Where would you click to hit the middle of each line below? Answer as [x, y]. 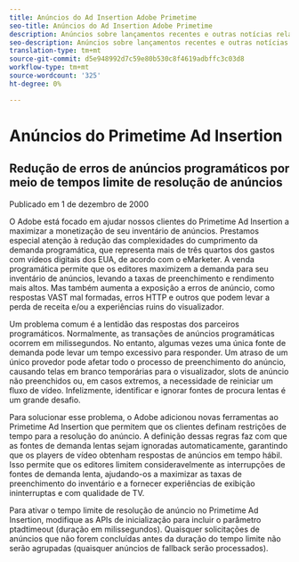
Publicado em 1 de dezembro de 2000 [79, 204]
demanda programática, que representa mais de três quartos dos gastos [142, 250]
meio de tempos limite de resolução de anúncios [146, 182]
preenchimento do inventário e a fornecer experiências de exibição [132, 483]
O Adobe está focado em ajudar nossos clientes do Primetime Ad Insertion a [149, 221]
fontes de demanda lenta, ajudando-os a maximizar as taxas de [125, 474]
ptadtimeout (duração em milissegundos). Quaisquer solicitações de [134, 529]
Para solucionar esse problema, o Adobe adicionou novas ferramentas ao [144, 417]
